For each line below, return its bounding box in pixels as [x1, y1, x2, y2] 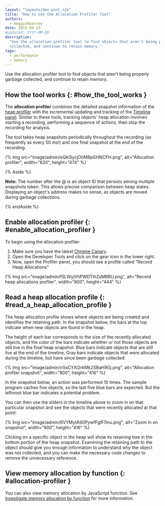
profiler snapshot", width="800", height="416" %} [5, 370, 106, 375]
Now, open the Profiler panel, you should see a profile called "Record [12, 259, 152, 265]
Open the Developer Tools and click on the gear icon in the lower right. [12, 253, 156, 259]
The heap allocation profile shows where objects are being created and [5, 314, 149, 320]
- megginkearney [9, 21, 43, 26]
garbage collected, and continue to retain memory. [5, 76, 108, 82]
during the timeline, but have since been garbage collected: [5, 355, 126, 361]
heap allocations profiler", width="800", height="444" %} [5, 279, 122, 285]
